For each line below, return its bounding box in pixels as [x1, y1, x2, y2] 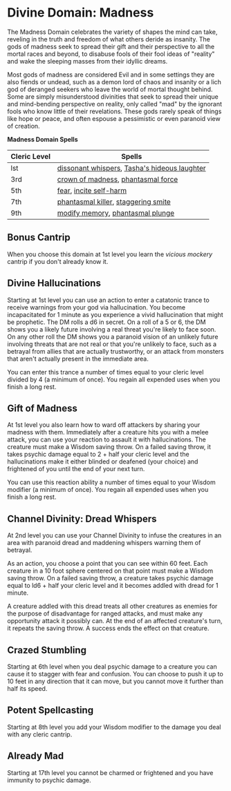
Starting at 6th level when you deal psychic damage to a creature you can [7, 663, 217, 671]
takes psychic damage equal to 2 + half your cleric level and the [7, 450, 190, 459]
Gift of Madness [7, 402, 77, 414]
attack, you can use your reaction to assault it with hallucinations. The [7, 435, 206, 444]
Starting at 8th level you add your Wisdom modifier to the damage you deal [7, 723, 221, 731]
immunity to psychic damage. [7, 776, 91, 784]
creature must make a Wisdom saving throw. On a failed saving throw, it [7, 443, 211, 451]
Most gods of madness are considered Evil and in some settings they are [7, 70, 215, 79]
